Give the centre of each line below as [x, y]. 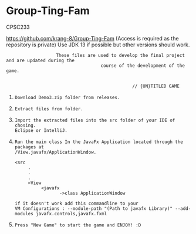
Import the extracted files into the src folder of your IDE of [95, 120]
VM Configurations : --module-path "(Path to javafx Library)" [94, 208]
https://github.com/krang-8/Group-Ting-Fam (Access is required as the [92, 38]
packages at [29, 147]
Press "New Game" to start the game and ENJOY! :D [78, 225]
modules [24, 213]
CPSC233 [18, 27]
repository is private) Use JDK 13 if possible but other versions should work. [98, 45]
